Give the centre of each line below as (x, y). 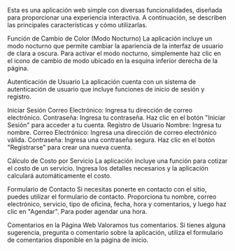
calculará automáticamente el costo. (59, 175)
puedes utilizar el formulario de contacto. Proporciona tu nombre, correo (112, 196)
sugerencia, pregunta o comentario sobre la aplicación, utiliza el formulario (115, 232)
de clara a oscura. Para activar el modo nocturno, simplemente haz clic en (114, 53)
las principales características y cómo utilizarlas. (77, 25)
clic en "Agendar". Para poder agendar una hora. (77, 211)
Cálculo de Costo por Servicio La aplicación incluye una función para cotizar (117, 161)
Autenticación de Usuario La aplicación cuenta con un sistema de (102, 82)
